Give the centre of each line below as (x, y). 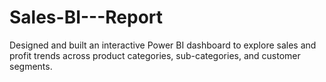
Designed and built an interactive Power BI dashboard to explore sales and (163, 45)
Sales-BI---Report (86, 17)
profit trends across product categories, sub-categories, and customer (155, 55)
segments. (31, 66)
